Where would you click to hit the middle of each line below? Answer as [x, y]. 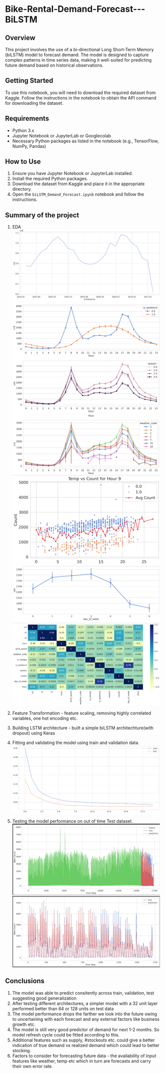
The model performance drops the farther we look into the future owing [84, 1014]
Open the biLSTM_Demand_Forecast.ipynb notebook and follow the [78, 194]
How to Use [23, 162]
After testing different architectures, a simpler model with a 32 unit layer [85, 1003]
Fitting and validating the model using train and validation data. [76, 742]
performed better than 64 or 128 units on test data [63, 1008]
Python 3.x [23, 130]
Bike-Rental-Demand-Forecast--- [75, 9]
